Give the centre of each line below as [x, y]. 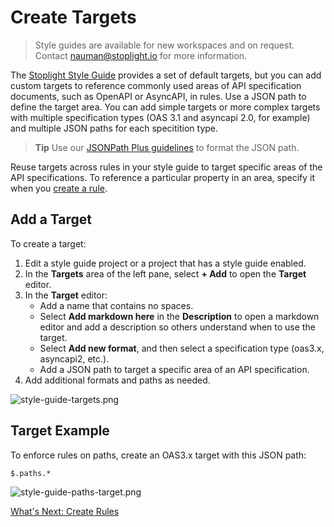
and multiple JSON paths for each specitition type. [114, 128]
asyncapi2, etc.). [74, 358]
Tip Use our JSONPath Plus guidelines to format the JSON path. [167, 147]
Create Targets [73, 17]
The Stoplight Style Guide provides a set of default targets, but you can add [166, 75]
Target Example [60, 431]
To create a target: [48, 243]
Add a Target [51, 219]
